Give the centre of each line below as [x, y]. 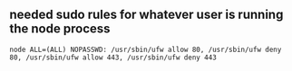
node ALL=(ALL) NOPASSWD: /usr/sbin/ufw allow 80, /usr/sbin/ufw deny [146, 49]
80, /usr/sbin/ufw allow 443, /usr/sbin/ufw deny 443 [113, 58]
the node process [60, 29]
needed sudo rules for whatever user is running [146, 15]
